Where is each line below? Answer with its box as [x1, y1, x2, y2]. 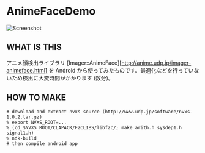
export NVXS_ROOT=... [12, 119, 67, 126]
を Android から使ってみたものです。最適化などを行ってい [48, 66, 194, 74]
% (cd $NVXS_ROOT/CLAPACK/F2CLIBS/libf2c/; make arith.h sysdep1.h [6, 124, 182, 130]
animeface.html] [6, 66, 48, 74]
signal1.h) [6, 130, 34, 136]
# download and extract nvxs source [6, 109, 100, 115]
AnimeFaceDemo [6, 4, 96, 18]
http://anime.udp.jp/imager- [121, 59, 192, 66]
